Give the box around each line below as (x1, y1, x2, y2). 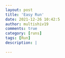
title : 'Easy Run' (5, 12, 44, 17)
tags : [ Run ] (5, 36, 30, 41)
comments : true (5, 26, 38, 31)
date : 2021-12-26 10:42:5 (5, 17, 60, 22)
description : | (5, 40, 38, 45)
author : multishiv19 (5, 21, 49, 27)
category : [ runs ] (5, 31, 42, 36)
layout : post (5, 7, 33, 13)
